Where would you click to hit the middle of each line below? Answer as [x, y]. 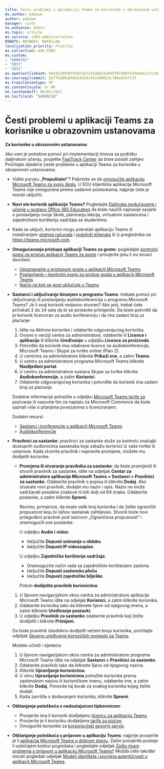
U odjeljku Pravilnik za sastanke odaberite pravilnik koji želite [81, 616]
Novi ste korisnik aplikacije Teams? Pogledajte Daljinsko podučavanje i [84, 205]
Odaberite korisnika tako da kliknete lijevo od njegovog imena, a [83, 606]
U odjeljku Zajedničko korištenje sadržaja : [62, 556]
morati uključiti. [27, 195]
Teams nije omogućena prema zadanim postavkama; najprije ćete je [81, 190]
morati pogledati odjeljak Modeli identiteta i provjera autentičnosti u [80, 756]
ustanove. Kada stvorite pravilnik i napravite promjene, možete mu [79, 451]
